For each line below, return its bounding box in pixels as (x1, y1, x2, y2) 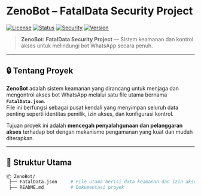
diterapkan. (6, 134, 35, 141)
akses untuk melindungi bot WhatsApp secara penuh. (20, 42, 153, 49)
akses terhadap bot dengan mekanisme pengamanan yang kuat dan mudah (6, 128, 193, 135)
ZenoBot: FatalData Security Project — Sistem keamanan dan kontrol (20, 35, 194, 43)
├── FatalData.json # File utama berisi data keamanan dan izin (8, 179, 184, 185)
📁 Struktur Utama (6, 158, 72, 168)
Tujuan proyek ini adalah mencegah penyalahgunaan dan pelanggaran (6, 122, 183, 129)
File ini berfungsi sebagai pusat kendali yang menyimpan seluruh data (6, 104, 179, 111)
